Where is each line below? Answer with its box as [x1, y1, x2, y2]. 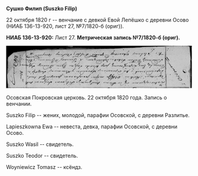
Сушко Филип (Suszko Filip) [6, 5, 78, 12]
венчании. [6, 100, 32, 108]
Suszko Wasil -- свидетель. [6, 141, 74, 148]
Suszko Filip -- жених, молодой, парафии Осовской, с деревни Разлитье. [6, 112, 190, 119]
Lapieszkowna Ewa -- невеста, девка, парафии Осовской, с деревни [6, 123, 178, 130]
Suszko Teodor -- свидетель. [6, 152, 78, 160]
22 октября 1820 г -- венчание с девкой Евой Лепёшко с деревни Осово [6, 16, 189, 23]
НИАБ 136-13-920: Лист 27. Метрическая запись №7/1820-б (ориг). [6, 34, 180, 41]
